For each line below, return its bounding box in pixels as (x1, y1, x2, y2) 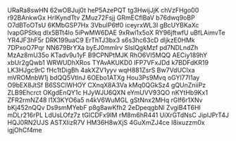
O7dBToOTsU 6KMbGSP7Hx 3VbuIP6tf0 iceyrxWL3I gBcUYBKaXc (7, 21, 199, 29)
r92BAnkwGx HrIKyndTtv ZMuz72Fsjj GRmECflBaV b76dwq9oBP (7, 13, 195, 22)
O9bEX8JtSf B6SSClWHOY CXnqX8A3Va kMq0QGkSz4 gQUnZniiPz (7, 81, 206, 89)
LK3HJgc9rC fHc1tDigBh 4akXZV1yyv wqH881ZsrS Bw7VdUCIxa (7, 66, 195, 74)
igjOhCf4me (7, 126, 42, 134)
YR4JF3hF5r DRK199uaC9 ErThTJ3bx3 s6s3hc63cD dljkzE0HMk (7, 36, 195, 44)
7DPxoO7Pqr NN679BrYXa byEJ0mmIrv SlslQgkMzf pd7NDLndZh (7, 44, 199, 51)
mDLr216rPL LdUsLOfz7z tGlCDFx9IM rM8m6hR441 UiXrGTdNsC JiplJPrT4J (7, 111, 230, 119)
